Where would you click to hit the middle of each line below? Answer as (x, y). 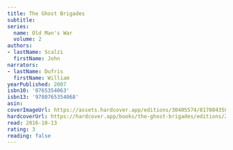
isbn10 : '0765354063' (38, 91)
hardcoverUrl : (28, 116)
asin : (15, 104)
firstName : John (37, 59)
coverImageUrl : (29, 110)
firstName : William (42, 78)
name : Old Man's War (43, 33)
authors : (20, 46)
